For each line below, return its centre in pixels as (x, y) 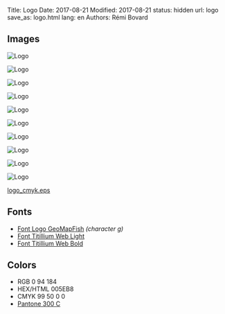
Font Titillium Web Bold (50, 243)
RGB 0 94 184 (37, 282)
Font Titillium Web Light (51, 236)
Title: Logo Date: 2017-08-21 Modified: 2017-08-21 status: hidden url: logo (113, 10)
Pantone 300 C (39, 304)
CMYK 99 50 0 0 (41, 297)
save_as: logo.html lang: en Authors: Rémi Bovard (78, 17)
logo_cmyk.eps (29, 190)
